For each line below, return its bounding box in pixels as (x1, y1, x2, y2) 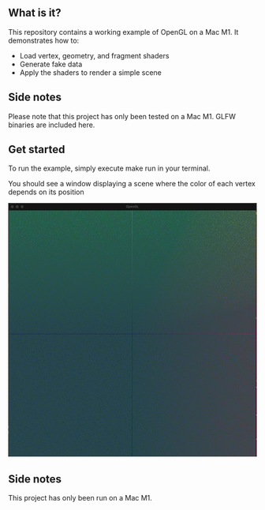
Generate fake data (19, 59, 83, 69)
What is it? (8, 6, 62, 20)
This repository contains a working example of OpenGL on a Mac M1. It (8, 27, 239, 36)
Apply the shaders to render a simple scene (19, 67, 162, 77)
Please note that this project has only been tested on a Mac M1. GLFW (8, 111, 237, 121)
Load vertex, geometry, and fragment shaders (19, 51, 170, 60)
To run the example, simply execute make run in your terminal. (8, 163, 211, 173)
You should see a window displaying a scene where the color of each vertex (8, 179, 256, 189)
